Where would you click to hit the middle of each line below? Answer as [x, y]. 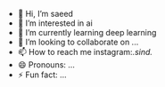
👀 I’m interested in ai [55, 23]
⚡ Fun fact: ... [42, 75]
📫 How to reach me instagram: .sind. [85, 52]
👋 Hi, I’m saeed [45, 14]
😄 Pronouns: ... [46, 65]
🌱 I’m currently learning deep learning [87, 32]
